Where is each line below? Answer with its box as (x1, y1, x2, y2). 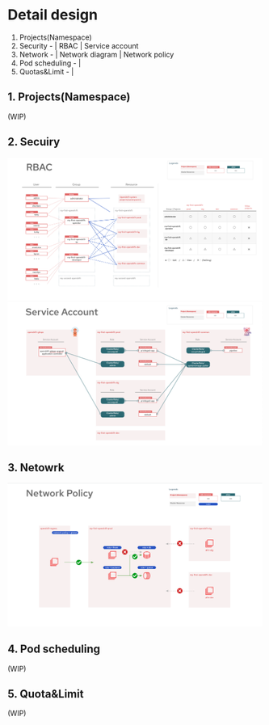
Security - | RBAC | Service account (19, 40, 139, 50)
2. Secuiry (7, 135, 61, 149)
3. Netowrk (7, 461, 65, 474)
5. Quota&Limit (7, 687, 84, 701)
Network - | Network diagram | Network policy (19, 49, 174, 59)
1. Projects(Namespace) (7, 91, 131, 104)
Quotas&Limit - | (19, 66, 74, 76)
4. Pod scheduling (7, 643, 101, 656)
